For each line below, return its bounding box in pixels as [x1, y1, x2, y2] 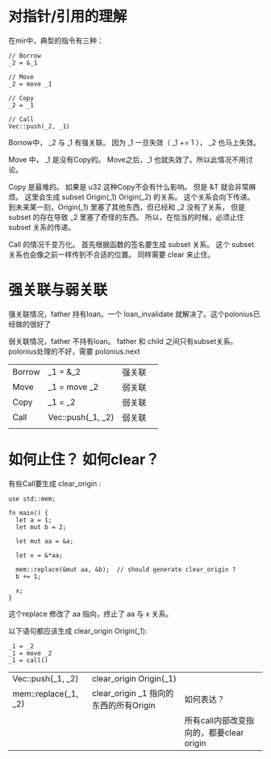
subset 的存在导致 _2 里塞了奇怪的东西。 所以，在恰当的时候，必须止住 [8, 212, 244, 222]
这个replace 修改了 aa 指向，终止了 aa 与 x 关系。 [8, 609, 173, 619]
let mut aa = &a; [15, 537, 74, 545]
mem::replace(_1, [12, 688, 79, 699]
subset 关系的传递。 [8, 222, 76, 232]
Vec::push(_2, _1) [8, 122, 70, 130]
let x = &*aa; [15, 551, 63, 560]
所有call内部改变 [184, 715, 247, 726]
